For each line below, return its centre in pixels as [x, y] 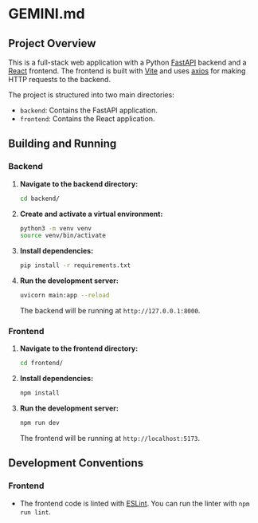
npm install [39, 393]
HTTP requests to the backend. [60, 79]
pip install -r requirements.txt [75, 265]
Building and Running [63, 144]
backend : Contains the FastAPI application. [88, 110]
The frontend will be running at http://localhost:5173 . [110, 438]
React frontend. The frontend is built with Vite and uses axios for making [127, 71]
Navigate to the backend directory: [79, 183]
